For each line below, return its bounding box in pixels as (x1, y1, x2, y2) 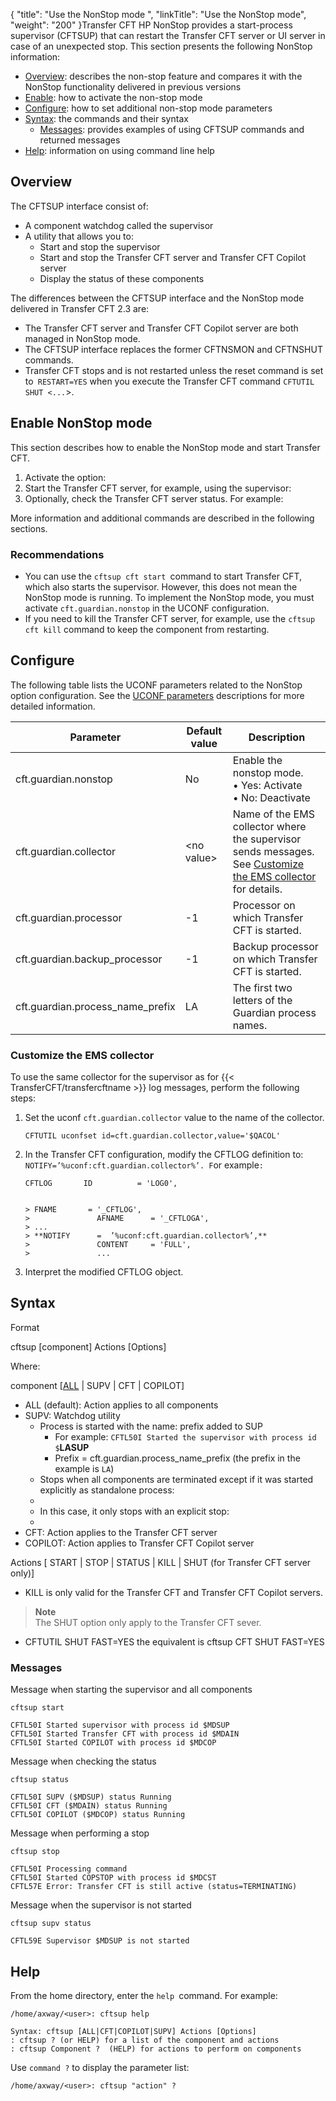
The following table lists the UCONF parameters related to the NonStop (10, 679, 303, 691)
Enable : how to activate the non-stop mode (24, 92, 203, 103)
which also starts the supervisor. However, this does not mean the (24, 580, 298, 593)
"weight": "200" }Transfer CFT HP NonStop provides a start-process (10, 19, 293, 31)
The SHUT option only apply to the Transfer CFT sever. (34, 1616, 262, 1628)
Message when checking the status (10, 1755, 157, 1768)
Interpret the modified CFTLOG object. (24, 1266, 184, 1278)
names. (232, 1018, 268, 1032)
